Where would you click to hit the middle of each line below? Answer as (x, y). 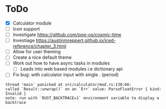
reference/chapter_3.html (39, 46)
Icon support (26, 29)
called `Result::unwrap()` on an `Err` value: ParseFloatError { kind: (83, 89)
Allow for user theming (37, 52)
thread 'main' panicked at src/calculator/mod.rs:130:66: (68, 84)
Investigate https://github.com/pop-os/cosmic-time (67, 35)
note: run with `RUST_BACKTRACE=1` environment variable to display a (82, 98)
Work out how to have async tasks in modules (61, 63)
